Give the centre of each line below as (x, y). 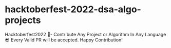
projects (23, 20)
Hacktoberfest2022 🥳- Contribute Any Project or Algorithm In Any (74, 34)
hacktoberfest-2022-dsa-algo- (73, 9)
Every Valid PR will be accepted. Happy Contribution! (66, 40)
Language (156, 34)
